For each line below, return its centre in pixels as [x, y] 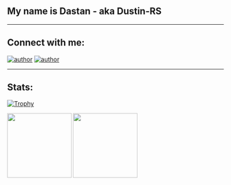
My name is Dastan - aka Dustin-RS [85, 11]
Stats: [20, 88]
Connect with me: [46, 43]
